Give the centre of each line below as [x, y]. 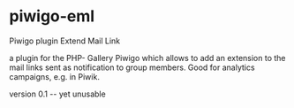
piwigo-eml [52, 16]
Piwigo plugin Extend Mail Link [65, 41]
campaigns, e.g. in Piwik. [54, 76]
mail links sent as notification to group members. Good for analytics [132, 67]
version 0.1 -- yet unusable [57, 94]
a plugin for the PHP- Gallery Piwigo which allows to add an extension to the [147, 58]
